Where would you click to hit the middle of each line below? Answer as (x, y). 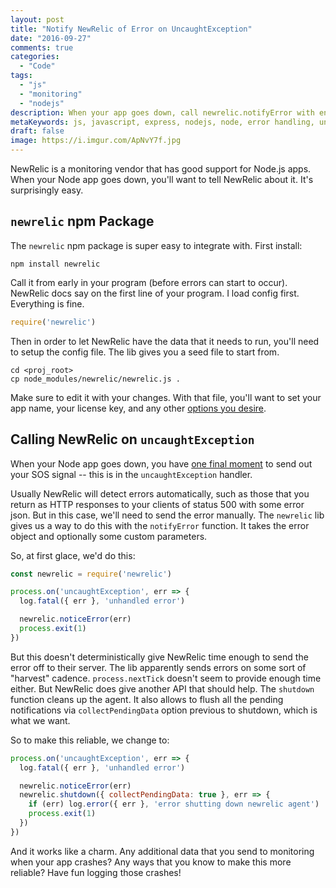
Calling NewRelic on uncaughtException (132, 439)
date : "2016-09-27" (51, 38)
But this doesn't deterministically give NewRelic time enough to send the (159, 657)
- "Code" (37, 66)
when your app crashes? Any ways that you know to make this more (151, 862)
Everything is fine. (47, 303)
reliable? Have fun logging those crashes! (96, 872)
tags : (21, 76)
